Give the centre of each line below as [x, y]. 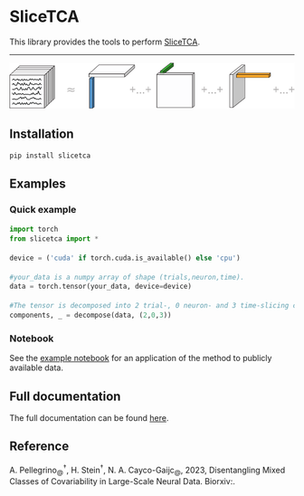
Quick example [43, 209]
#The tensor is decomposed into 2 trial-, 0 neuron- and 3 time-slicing [149, 306]
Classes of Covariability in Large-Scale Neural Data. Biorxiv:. [122, 482]
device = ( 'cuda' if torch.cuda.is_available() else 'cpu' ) [125, 258]
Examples [38, 183]
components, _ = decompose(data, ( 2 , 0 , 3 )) [90, 315]
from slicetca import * [54, 239]
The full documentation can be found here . [89, 418]
